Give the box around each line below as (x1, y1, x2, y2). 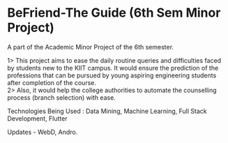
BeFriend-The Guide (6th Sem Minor (7, 5, 221, 21)
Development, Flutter (7, 114, 68, 123)
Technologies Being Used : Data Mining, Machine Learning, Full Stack (7, 107, 207, 115)
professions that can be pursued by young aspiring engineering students (7, 71, 217, 80)
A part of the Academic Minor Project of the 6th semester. (7, 43, 174, 51)
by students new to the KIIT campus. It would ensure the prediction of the (7, 63, 219, 72)
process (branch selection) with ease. (7, 93, 116, 102)
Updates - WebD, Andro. (7, 128, 78, 136)
